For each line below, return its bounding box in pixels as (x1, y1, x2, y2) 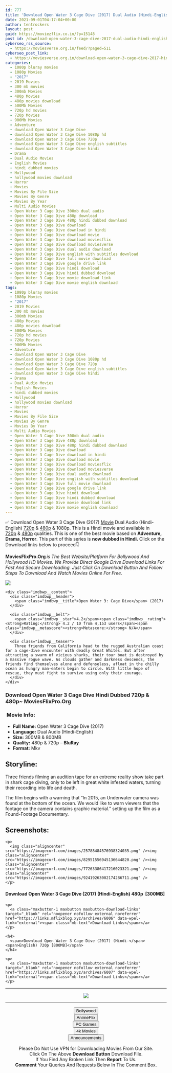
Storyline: (5, 760, 37, 769)
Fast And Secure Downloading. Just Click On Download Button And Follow (5, 564, 163, 570)
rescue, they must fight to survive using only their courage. (5, 670, 143, 675)
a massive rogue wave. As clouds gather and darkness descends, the (5, 657, 155, 662)
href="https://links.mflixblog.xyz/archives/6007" (5, 970, 116, 975)
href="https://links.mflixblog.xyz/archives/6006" (5, 916, 116, 921)
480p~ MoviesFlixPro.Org (5, 698, 71, 705)
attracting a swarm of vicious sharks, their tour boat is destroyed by (5, 652, 164, 657)
